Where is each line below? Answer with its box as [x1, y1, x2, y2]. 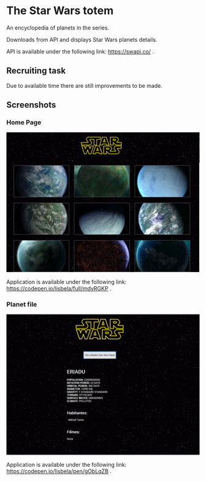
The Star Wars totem [6, 4, 114, 18]
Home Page [6, 118, 42, 127]
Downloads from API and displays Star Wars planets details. [6, 36, 158, 43]
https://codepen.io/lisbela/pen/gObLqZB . [6, 467, 112, 475]
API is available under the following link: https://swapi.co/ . [6, 47, 154, 55]
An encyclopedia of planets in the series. [6, 24, 109, 31]
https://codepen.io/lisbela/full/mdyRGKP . [6, 284, 112, 292]
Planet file [6, 300, 37, 308]
